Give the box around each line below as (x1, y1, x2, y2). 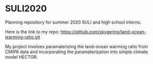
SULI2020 (5, 3, 47, 14)
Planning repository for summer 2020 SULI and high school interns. (5, 19, 141, 25)
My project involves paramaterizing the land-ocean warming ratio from (5, 43, 148, 49)
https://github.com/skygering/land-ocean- (60, 29, 146, 34)
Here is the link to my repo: (5, 29, 60, 34)
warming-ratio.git (5, 34, 40, 40)
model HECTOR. (5, 54, 38, 60)
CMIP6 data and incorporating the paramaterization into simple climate (5, 49, 148, 55)
